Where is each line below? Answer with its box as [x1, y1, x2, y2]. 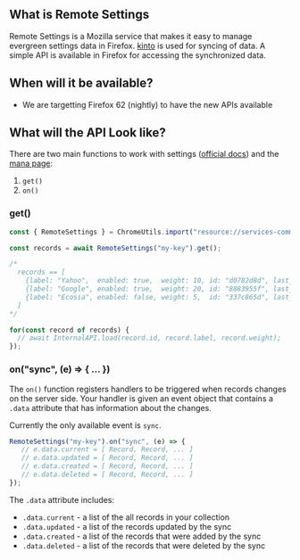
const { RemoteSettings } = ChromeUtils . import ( [9, 227, 194, 236]
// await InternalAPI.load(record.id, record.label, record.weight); [17, 334, 281, 342]
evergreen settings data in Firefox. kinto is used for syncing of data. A [9, 40, 266, 51]
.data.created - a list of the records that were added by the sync [21, 531, 262, 541]
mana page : [9, 158, 54, 169]
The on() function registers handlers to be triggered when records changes [9, 383, 287, 394]
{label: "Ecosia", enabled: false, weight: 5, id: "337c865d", [25, 292, 270, 301]
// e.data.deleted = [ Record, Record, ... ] [21, 470, 194, 480]
